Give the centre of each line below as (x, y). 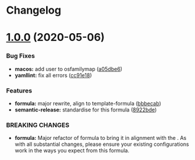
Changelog (34, 10)
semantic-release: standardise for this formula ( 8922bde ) (86, 110)
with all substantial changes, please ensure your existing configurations (102, 144)
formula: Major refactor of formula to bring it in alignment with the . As (100, 138)
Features (19, 91)
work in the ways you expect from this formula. (72, 151)
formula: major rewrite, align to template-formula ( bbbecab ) (88, 103)
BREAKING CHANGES (38, 125)
